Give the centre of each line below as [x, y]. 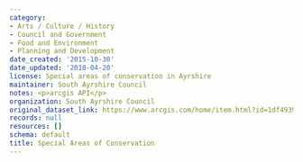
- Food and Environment [54, 43]
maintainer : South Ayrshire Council [78, 85]
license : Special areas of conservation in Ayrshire [110, 76]
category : [28, 18]
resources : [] [36, 127]
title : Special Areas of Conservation [82, 143]
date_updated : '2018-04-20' [62, 68]
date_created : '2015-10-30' [62, 59]
